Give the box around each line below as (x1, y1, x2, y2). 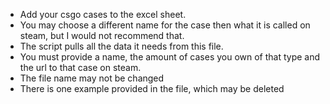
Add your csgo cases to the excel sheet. (19, 9, 187, 20)
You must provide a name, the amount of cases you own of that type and (19, 51, 321, 63)
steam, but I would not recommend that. (19, 30, 185, 41)
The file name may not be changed (19, 72, 165, 84)
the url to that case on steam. (19, 62, 142, 73)
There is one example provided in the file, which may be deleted (19, 83, 285, 94)
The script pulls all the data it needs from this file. (19, 40, 224, 52)
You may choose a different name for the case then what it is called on (19, 19, 311, 31)
